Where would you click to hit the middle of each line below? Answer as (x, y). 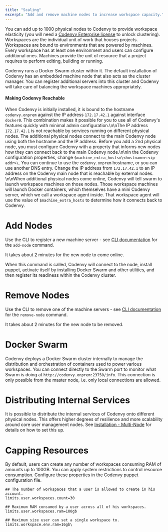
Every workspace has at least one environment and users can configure (79, 50)
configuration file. (23, 480)
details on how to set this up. (35, 430)
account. (14, 494)
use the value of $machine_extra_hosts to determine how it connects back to (84, 200)
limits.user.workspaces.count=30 (40, 498)
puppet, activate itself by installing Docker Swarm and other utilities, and (80, 270)
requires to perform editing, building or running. (54, 61)
